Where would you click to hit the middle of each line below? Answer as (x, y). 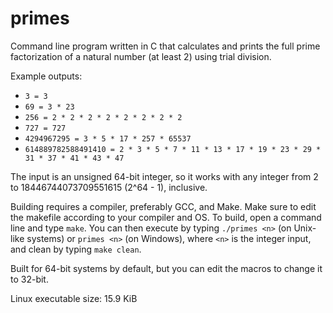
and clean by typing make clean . (76, 249)
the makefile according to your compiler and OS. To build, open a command (166, 217)
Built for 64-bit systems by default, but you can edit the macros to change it (166, 268)
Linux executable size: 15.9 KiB (74, 298)
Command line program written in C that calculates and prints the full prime (165, 46)
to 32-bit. (29, 279)
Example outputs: (46, 76)
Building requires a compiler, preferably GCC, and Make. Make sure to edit (163, 206)
